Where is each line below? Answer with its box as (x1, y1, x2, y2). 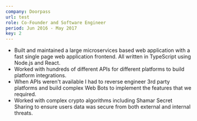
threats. (14, 110, 33, 117)
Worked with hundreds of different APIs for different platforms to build (14, 66, 185, 73)
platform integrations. (14, 72, 67, 79)
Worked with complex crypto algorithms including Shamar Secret (14, 97, 173, 104)
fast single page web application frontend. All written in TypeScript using (14, 53, 191, 60)
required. (14, 91, 37, 98)
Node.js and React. (14, 60, 61, 67)
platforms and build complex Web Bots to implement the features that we (14, 84, 192, 91)
